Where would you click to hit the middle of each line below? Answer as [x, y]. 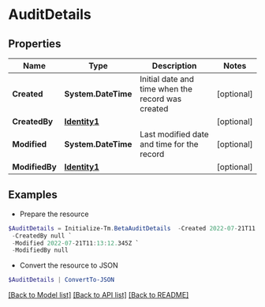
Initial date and [167, 79]
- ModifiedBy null [40, 250]
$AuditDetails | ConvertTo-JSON [61, 280]
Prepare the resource [54, 214]
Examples [33, 195]
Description [174, 66]
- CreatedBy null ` [42, 236]
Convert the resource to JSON [69, 265]
